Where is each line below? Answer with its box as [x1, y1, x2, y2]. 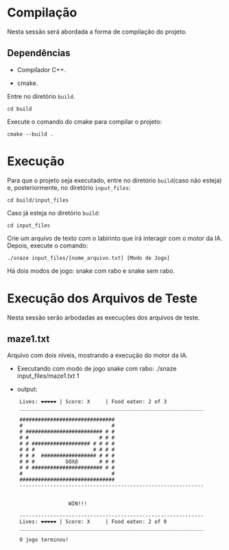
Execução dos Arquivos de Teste [7, 290, 197, 306]
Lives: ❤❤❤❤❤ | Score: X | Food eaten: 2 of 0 [19, 518, 167, 525]
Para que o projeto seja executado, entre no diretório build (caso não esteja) [7, 176, 222, 184]
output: [16, 385, 38, 394]
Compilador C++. [16, 65, 67, 73]
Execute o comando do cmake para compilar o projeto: [7, 117, 162, 125]
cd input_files [7, 222, 51, 229]
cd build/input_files [7, 197, 69, 204]
